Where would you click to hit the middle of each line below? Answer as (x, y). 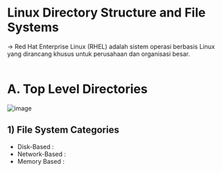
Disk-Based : (35, 146)
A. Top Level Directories (77, 89)
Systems (33, 27)
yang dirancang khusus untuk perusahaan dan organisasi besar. (99, 54)
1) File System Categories (63, 130)
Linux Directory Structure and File (106, 13)
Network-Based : (41, 154)
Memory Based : (41, 161)
